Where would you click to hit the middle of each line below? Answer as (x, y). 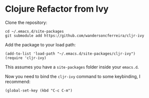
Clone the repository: (26, 22)
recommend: (18, 81)
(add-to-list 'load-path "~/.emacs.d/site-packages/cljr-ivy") (70, 54)
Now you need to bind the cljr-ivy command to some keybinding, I (73, 76)
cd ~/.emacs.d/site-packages (34, 31)
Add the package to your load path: (41, 44)
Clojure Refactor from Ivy (57, 9)
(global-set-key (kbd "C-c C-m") (39, 90)
